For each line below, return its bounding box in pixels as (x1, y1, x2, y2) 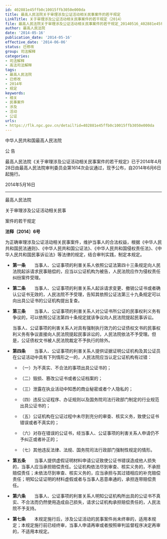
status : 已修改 (5, 44, 34, 49)
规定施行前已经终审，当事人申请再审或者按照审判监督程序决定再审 (25, 522, 161, 528)
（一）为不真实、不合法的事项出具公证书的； (19, 364, 112, 371)
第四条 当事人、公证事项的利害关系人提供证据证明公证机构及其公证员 (12, 348, 161, 354)
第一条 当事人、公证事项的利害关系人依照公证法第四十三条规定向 (12, 262, 152, 268)
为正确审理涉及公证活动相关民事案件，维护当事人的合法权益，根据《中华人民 (5, 239, 162, 245)
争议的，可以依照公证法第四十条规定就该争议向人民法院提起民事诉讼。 (12, 314, 157, 320)
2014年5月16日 (5, 181, 36, 187)
